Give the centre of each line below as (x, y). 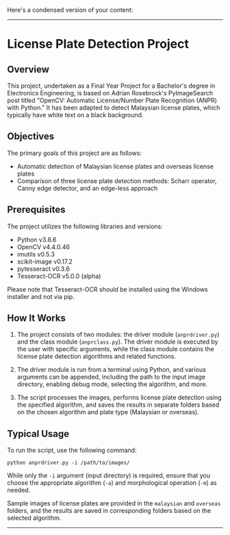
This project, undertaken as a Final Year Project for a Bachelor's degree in (111, 86)
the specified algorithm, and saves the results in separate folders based (118, 405)
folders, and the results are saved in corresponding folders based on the (109, 511)
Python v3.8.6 (37, 239)
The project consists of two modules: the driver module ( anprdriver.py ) (118, 335)
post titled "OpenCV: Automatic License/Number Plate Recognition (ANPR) (112, 100)
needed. (19, 490)
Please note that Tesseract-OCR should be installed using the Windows (107, 289)
